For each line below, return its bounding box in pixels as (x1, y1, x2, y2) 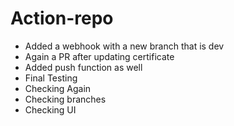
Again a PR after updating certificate (24, 50, 175, 62)
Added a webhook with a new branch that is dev (24, 40, 225, 52)
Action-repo (10, 7, 114, 30)
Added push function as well (24, 61, 143, 73)
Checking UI (24, 103, 77, 116)
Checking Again (24, 82, 92, 94)
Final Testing (24, 72, 78, 84)
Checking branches (24, 93, 107, 105)
